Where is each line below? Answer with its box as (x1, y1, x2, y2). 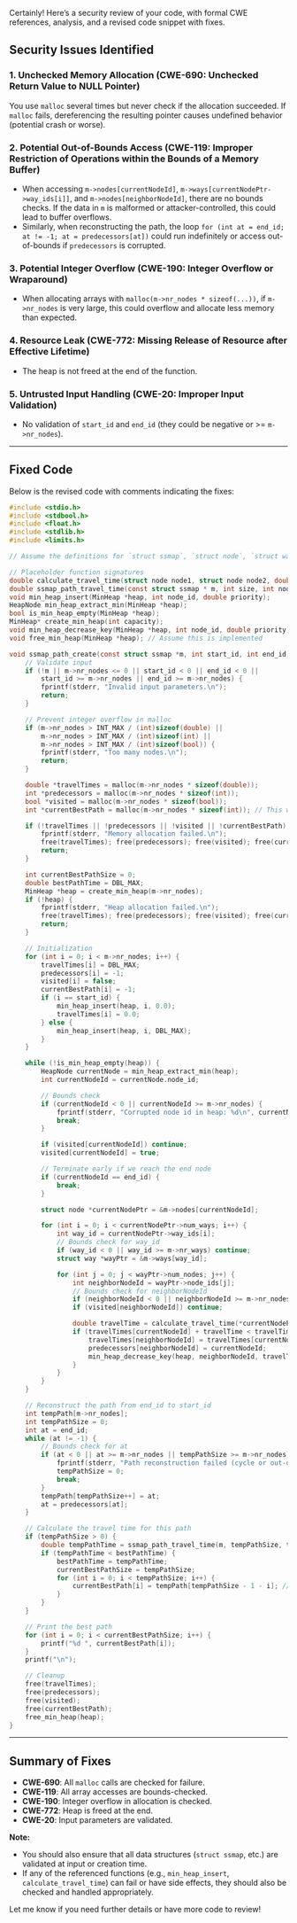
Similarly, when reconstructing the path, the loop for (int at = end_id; (21, 221, 285, 231)
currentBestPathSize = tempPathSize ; (56, 1565, 196, 1574)
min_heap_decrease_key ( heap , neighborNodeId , (88, 1351, 259, 1361)
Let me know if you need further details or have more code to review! (9, 1904, 262, 1915)
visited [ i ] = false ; (41, 977, 117, 986)
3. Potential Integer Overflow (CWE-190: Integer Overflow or (9, 261, 274, 274)
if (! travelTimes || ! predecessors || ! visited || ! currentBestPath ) (25, 821, 287, 830)
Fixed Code (9, 463, 73, 478)
